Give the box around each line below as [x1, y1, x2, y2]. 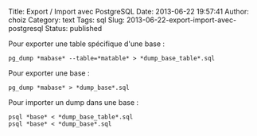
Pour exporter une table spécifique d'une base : [8, 39, 165, 49]
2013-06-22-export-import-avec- [126, 15, 237, 25]
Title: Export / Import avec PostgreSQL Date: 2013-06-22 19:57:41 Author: [8, 7, 249, 16]
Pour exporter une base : [8, 68, 90, 78]
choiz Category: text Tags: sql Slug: [8, 15, 125, 25]
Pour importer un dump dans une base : [8, 98, 139, 107]
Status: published [45, 24, 103, 33]
